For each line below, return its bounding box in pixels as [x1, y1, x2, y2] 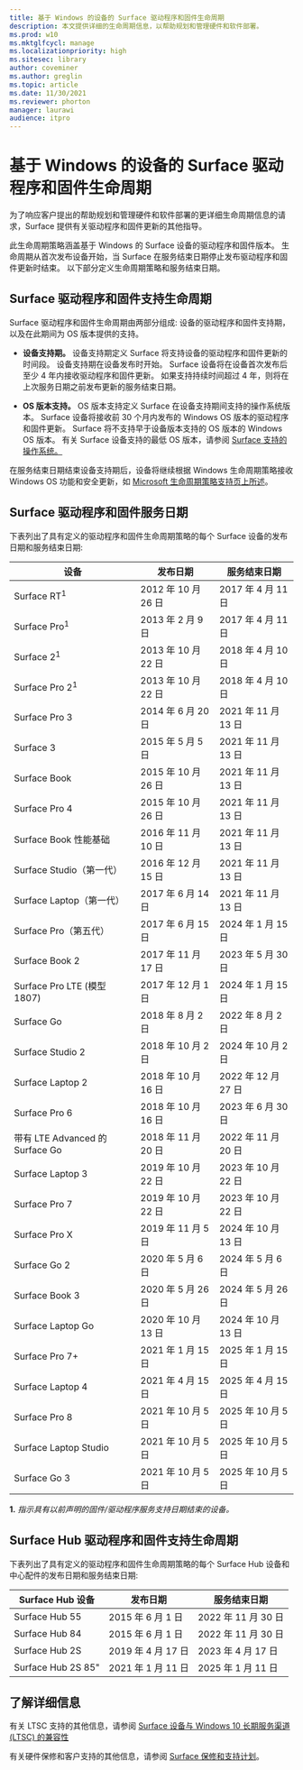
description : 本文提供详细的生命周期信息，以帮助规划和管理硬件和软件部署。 [9, 22, 263, 31]
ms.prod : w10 [9, 30, 59, 39]
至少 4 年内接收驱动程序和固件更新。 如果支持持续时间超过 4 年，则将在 [22, 370, 289, 381]
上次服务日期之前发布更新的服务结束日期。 [22, 381, 181, 392]
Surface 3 [14, 741, 56, 754]
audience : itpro [9, 114, 70, 123]
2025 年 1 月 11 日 [197, 1661, 279, 1674]
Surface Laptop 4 [14, 1380, 88, 1393]
